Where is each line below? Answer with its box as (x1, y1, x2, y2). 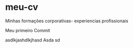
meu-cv (5, 1, 39, 13)
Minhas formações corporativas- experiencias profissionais (5, 18, 128, 24)
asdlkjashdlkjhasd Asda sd (5, 37, 60, 43)
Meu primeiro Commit (5, 27, 50, 33)
